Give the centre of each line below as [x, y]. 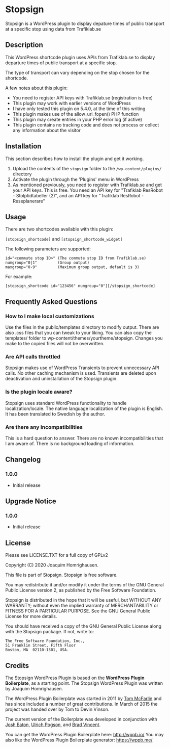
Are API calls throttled [33, 356]
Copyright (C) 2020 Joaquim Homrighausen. [52, 565]
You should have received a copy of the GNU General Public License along [83, 626]
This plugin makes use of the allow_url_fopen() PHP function [76, 114]
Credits [17, 666]
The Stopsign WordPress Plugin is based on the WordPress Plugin [75, 678]
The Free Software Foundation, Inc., [45, 641]
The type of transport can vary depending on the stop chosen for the [77, 72]
